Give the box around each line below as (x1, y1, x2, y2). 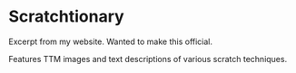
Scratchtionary (8, 6, 124, 27)
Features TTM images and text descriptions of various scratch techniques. (8, 53, 288, 64)
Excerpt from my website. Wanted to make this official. (8, 36, 213, 47)
